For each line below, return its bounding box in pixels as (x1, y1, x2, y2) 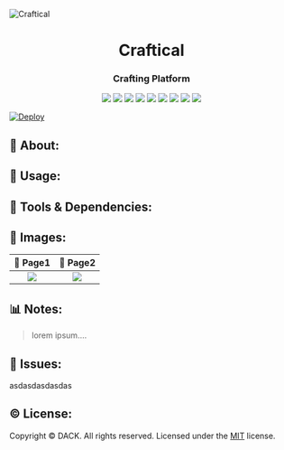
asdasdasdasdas (9, 380, 72, 391)
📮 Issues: (9, 356, 62, 371)
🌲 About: (9, 137, 60, 153)
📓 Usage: (9, 168, 61, 184)
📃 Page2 (59, 257, 96, 269)
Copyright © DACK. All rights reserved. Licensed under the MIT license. (9, 430, 276, 441)
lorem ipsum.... (31, 330, 87, 341)
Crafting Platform (112, 72, 191, 85)
